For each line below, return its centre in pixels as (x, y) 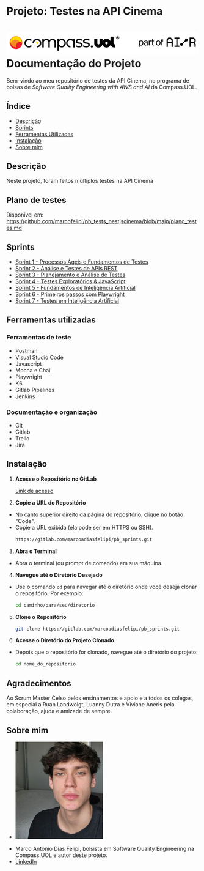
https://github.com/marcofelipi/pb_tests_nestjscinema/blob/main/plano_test (102, 221)
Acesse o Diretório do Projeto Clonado (65, 640)
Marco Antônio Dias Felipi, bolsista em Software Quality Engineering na (104, 848)
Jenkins (25, 396)
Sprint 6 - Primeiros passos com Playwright (70, 294)
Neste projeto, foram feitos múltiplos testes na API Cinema (80, 181)
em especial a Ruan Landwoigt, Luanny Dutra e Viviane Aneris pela (91, 705)
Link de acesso (34, 491)
